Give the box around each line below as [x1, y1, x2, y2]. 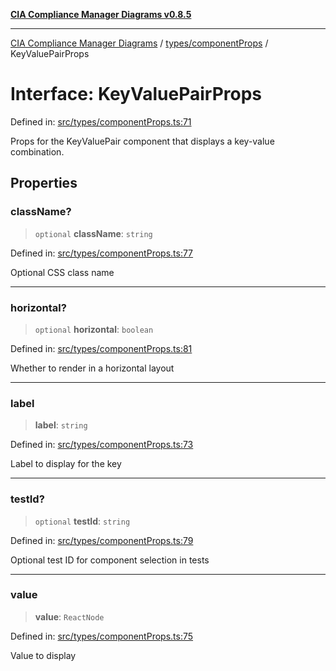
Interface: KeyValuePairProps [10, 83, 262, 106]
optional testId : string [34, 515, 131, 527]
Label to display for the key [10, 458, 122, 470]
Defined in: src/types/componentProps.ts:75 [10, 630, 194, 642]
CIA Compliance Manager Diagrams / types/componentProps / [10, 37, 269, 49]
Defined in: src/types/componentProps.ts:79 [10, 534, 194, 546]
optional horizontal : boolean [34, 323, 154, 335]
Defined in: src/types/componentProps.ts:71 [10, 115, 192, 128]
